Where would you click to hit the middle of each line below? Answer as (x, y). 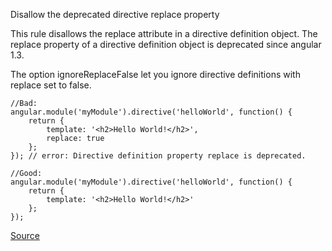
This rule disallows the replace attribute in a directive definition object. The (164, 33)
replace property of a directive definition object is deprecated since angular (166, 44)
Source (25, 235)
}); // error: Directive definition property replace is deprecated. (158, 156)
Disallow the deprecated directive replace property (115, 14)
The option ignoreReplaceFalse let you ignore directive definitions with (155, 74)
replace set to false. (51, 85)
